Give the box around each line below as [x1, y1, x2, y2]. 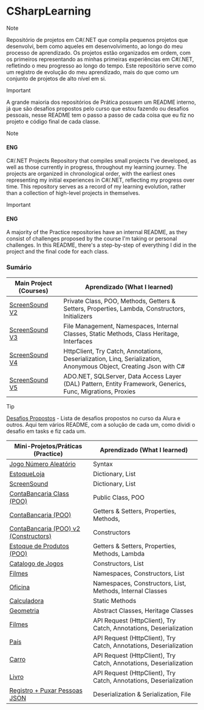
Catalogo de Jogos [9, 559, 64, 568]
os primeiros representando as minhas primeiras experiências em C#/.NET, [6, 55, 194, 63]
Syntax [93, 460, 114, 468]
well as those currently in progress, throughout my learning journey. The [6, 164, 187, 171]
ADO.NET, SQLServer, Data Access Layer [63, 372, 182, 381]
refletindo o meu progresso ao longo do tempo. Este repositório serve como [6, 62, 196, 69]
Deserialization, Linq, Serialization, [63, 354, 162, 363]
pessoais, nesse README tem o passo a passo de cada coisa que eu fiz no [6, 111, 194, 119]
